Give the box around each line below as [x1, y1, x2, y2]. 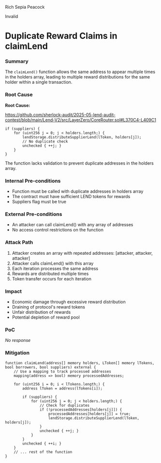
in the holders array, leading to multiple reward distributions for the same [5, 74, 150, 80]
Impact [5, 288, 22, 294]
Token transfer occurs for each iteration [12, 276, 92, 281]
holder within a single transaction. [5, 79, 73, 85]
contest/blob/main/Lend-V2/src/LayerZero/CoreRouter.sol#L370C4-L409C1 [5, 117, 156, 123]
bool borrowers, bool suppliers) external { [5, 365, 96, 370]
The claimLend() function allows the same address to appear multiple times [5, 69, 156, 75]
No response [5, 338, 31, 343]
